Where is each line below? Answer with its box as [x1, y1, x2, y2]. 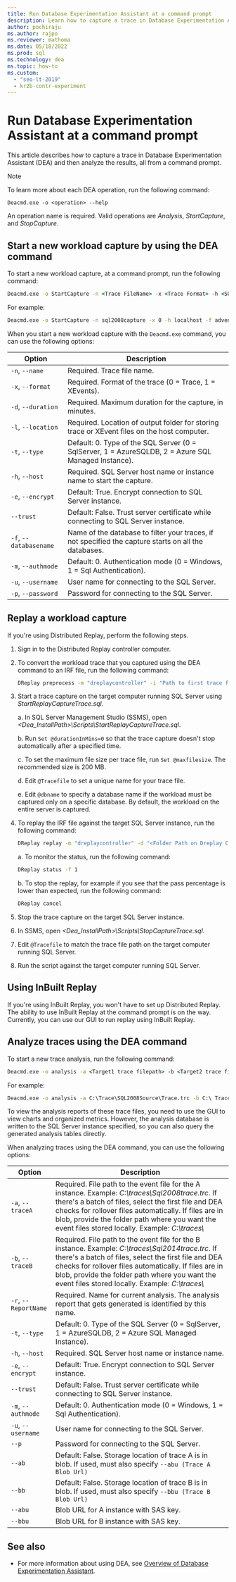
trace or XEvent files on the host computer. [67, 426, 209, 436]
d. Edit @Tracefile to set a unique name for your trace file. [17, 776, 185, 785]
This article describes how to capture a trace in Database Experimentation [7, 151, 223, 159]
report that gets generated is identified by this [55, 1299, 206, 1309]
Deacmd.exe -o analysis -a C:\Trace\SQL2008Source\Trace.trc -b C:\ [7, 1095, 212, 1102]
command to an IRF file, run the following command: [17, 666, 169, 674]
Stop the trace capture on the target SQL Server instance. [17, 913, 185, 921]
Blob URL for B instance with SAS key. [55, 1516, 181, 1526]
